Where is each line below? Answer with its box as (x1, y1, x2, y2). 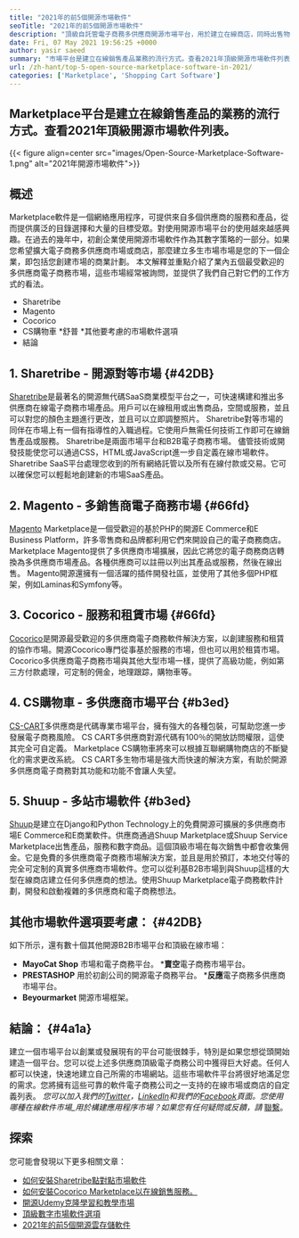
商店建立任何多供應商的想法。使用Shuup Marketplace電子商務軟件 (32, 875, 276, 886)
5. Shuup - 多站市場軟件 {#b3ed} (9, 794, 191, 809)
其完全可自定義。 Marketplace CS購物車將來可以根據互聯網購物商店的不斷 (9, 742, 281, 754)
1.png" (9, 158, 33, 169)
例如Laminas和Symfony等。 (24, 579, 127, 590)
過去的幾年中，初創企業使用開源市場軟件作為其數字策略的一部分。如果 (32, 234, 290, 245)
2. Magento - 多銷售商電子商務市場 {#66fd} (9, 498, 251, 513)
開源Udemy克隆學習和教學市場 (21, 1197, 135, 1208)
